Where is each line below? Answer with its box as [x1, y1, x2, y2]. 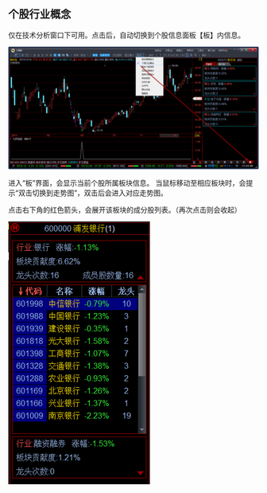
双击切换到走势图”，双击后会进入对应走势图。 [18, 188, 168, 198]
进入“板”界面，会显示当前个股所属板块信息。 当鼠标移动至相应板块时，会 [8, 178, 246, 187]
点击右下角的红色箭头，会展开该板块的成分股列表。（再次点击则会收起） [8, 205, 242, 214]
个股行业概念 [8, 7, 72, 22]
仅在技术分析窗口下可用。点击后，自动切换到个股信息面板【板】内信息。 [8, 30, 245, 40]
